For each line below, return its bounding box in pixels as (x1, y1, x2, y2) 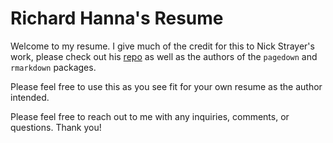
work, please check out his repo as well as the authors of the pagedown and (10, 50, 318, 62)
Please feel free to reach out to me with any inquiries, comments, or (10, 110, 290, 122)
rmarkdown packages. (10, 61, 97, 73)
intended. (10, 91, 50, 103)
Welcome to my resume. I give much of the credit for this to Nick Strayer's (10, 40, 315, 52)
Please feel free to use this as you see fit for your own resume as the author (10, 80, 323, 92)
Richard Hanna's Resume (10, 7, 224, 30)
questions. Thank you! (10, 121, 102, 133)
